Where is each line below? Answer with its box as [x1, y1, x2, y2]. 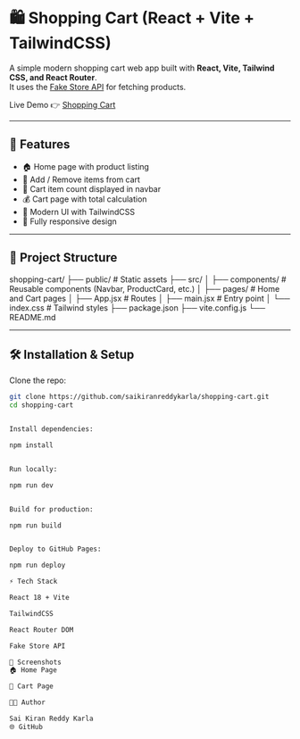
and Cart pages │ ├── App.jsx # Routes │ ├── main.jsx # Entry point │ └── [9, 293, 290, 303]
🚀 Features [9, 137, 71, 153]
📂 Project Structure [9, 250, 118, 265]
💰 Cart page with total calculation [21, 194, 147, 204]
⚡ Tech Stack [9, 577, 58, 586]
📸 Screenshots [9, 658, 62, 667]
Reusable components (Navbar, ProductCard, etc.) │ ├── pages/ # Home [9, 283, 280, 294]
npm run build [9, 520, 62, 530]
